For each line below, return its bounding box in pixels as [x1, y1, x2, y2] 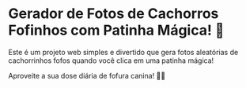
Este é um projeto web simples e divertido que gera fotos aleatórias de [8, 47, 239, 57]
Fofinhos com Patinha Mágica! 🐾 [8, 21, 225, 39]
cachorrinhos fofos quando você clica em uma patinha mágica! [8, 56, 214, 65]
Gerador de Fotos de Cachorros [8, 5, 219, 23]
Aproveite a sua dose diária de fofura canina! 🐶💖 [8, 71, 166, 80]
